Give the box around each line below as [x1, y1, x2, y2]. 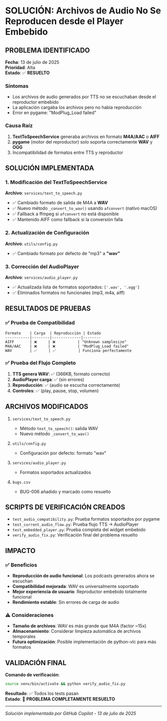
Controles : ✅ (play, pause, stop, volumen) [12, 388, 99, 394]
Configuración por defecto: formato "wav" [19, 450, 107, 456]
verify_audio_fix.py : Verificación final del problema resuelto [12, 532, 138, 538]
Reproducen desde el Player [5, 15, 124, 27]
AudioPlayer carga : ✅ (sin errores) [12, 376, 84, 382]
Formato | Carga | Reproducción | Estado [5, 330, 101, 336]
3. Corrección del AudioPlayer [5, 263, 80, 270]
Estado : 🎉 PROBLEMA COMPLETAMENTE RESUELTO [5, 696, 115, 702]
